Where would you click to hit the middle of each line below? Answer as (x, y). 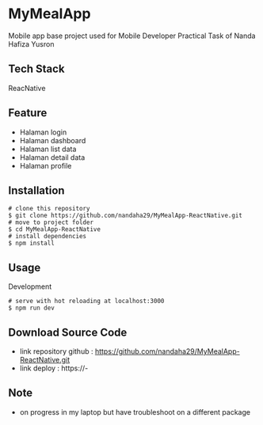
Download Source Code (68, 332)
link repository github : (56, 351)
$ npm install (32, 243)
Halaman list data (48, 149)
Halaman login (43, 132)
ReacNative (27, 88)
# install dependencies (48, 237)
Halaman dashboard (53, 140)
